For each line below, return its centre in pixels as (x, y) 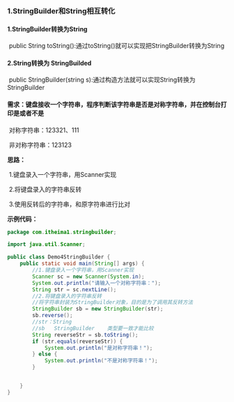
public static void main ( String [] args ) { (82, 264)
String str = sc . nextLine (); (75, 289)
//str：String (52, 322)
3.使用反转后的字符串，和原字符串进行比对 (70, 204)
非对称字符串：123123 (40, 145)
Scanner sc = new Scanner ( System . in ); (88, 277)
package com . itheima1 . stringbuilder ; (62, 232)
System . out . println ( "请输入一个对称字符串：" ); (97, 283)
